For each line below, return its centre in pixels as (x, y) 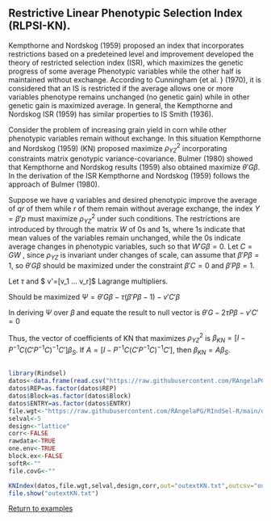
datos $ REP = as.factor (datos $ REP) (63, 389)
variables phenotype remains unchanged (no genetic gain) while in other (129, 97)
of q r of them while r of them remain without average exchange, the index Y (134, 208)
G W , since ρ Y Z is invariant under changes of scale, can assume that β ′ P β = (134, 256)
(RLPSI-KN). (40, 26)
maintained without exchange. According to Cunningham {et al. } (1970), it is (135, 79)
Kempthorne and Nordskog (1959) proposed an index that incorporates (126, 45)
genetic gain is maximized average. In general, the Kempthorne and (121, 105)
